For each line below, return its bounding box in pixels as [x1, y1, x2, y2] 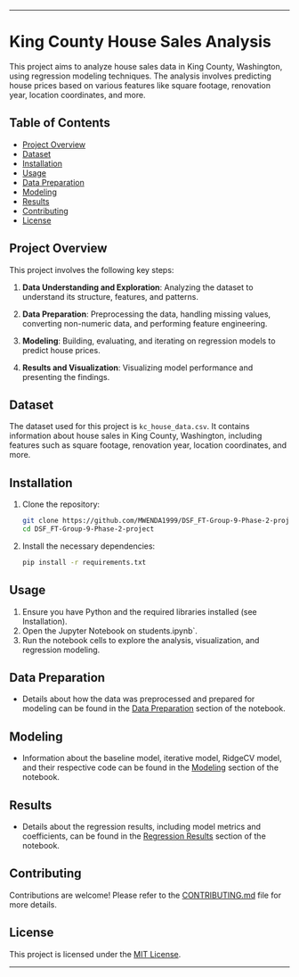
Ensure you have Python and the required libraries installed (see [21, 606, 257, 617]
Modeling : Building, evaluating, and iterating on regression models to [21, 335, 276, 346]
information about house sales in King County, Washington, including [9, 430, 263, 442]
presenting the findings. [21, 371, 110, 382]
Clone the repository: [21, 499, 101, 509]
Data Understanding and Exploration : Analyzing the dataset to [21, 282, 254, 293]
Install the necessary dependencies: [21, 541, 156, 551]
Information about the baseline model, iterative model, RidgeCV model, [21, 753, 282, 764]
